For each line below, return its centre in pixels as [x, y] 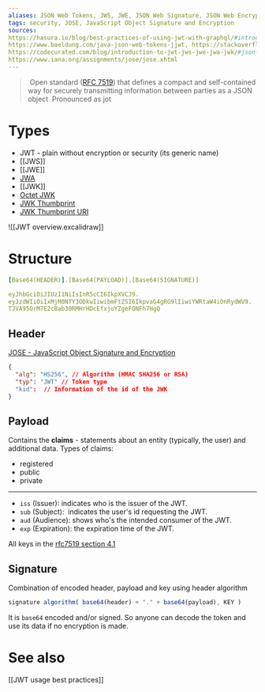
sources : [22, 30]
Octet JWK [37, 195]
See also [37, 658]
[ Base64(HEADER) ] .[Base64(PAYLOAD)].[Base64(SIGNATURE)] [104, 280]
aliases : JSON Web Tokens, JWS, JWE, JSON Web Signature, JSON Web [121, 15]
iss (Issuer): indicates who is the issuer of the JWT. [103, 504]
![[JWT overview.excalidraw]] [56, 227]
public [30, 472]
